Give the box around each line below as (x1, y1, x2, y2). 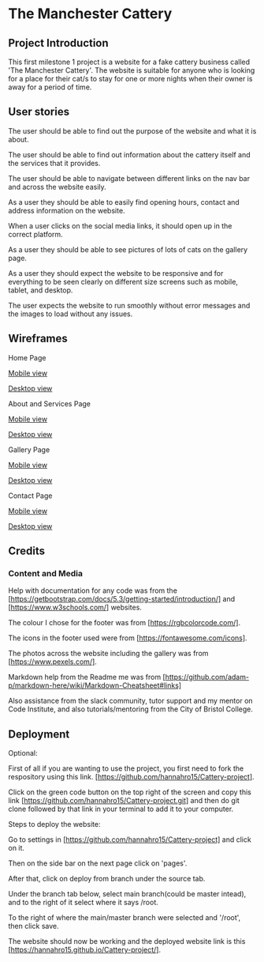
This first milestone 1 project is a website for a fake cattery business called (8, 57, 251, 66)
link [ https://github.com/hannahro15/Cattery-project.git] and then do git (8, 796, 240, 805)
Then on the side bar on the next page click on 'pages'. (8, 858, 188, 868)
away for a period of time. (8, 82, 92, 92)
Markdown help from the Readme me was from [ (8, 673, 165, 682)
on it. (8, 843, 25, 853)
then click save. (8, 922, 59, 931)
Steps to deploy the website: (8, 820, 101, 829)
